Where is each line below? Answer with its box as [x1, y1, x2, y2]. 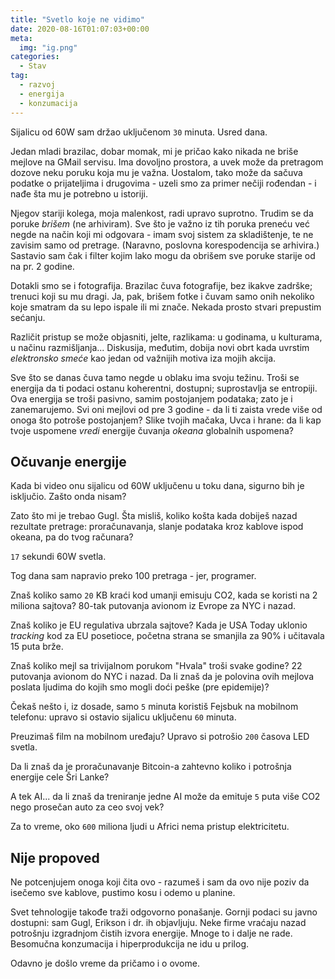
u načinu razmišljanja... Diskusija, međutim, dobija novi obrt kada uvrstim [10, 341, 310, 353]
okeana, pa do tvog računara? [10, 531, 134, 543]
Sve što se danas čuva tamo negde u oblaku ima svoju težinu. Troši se [10, 371, 300, 383]
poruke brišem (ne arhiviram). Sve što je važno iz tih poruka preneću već [10, 217, 311, 230]
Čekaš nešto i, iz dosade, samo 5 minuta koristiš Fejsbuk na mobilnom [10, 701, 299, 713]
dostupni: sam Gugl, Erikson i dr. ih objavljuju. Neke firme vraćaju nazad [10, 917, 307, 929]
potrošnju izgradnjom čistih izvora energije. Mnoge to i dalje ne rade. [10, 927, 293, 940]
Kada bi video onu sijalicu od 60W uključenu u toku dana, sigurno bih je [10, 480, 305, 492]
